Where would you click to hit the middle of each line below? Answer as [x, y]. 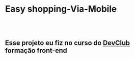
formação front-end [36, 50]
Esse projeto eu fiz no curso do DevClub [67, 43]
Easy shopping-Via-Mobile [61, 9]
